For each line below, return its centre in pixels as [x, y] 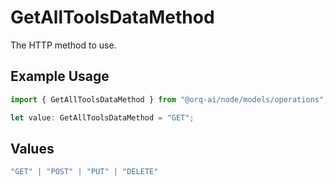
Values [32, 148]
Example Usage [60, 76]
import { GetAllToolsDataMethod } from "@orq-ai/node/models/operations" [167, 99]
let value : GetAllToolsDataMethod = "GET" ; [102, 117]
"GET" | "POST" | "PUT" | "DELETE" [84, 172]
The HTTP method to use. [63, 45]
